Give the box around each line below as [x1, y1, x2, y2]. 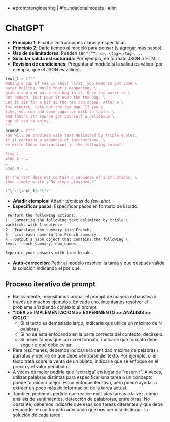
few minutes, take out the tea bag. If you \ [5, 105, 103, 110]
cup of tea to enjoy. [5, 118, 51, 124]
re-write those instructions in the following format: [5, 142, 124, 147]
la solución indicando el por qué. [12, 265, 81, 271]
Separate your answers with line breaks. [5, 250, 94, 256]
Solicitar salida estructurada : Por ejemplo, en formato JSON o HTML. [12, 55, 159, 61]
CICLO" [12, 315, 29, 321]
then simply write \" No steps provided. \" [5, 179, 96, 185]
